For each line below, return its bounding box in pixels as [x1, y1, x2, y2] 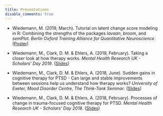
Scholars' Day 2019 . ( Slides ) [12, 60, 70, 66]
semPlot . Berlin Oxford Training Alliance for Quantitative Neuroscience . [12, 35, 156, 41]
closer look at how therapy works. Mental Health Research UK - [12, 55, 141, 61]
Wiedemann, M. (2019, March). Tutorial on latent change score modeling [12, 25, 158, 31]
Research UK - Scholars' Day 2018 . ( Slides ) [12, 105, 100, 111]
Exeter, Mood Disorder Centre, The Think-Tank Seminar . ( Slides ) [12, 85, 142, 91]
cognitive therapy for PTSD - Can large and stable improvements [12, 75, 143, 81]
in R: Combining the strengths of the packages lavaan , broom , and [12, 30, 146, 36]
